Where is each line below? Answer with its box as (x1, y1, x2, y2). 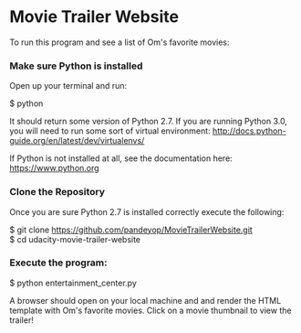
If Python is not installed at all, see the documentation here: (9, 153, 233, 164)
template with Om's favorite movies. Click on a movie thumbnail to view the (9, 305, 292, 316)
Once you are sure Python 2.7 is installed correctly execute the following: (9, 206, 285, 217)
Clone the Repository (9, 186, 106, 199)
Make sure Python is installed (9, 59, 143, 72)
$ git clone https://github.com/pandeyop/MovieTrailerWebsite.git (9, 224, 253, 235)
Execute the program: (9, 256, 108, 269)
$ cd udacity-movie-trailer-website (9, 233, 141, 244)
